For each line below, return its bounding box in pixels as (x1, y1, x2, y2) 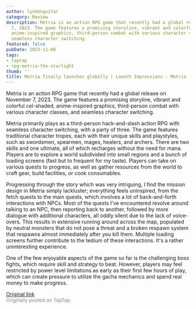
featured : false (6, 42, 45, 47)
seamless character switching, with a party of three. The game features (6, 126, 178, 133)
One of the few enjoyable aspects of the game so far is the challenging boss (6, 255, 190, 262)
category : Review (6, 14, 48, 20)
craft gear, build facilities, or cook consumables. (6, 170, 122, 177)
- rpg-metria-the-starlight (6, 63, 75, 69)
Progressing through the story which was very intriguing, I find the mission (6, 181, 185, 188)
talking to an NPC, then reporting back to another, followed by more (6, 206, 169, 213)
